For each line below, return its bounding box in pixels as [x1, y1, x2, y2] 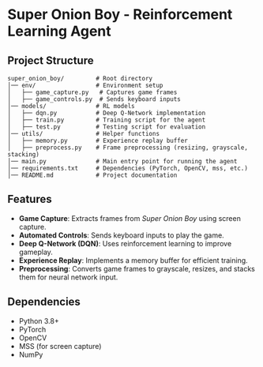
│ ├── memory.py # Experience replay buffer [7, 137, 189, 144]
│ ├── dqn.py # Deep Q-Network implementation [7, 109, 206, 117]
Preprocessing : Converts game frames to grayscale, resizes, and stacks [18, 264, 256, 273]
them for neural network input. [18, 272, 118, 282]
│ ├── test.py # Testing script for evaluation [7, 123, 206, 131]
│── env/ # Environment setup [7, 81, 163, 89]
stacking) [7, 151, 40, 159]
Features [7, 193, 52, 206]
